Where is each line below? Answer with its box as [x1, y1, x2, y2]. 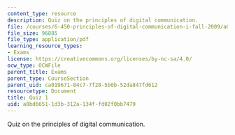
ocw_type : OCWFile [7, 62, 61, 69]
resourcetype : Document [7, 88, 77, 95]
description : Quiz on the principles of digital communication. [7, 17, 199, 24]
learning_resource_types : [7, 42, 83, 49]
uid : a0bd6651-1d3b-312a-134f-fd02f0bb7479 [7, 101, 136, 108]
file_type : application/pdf [7, 36, 90, 43]
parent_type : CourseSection [7, 74, 90, 82]
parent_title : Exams [7, 68, 68, 75]
